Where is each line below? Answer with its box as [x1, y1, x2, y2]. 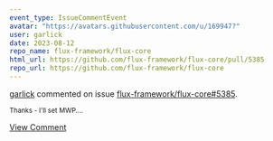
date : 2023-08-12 [9, 38, 75, 48]
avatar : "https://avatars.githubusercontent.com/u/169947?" [9, 22, 241, 31]
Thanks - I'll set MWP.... [9, 106, 84, 115]
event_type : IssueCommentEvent [9, 13, 127, 23]
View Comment [9, 121, 67, 132]
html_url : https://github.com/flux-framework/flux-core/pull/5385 [9, 55, 265, 64]
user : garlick [9, 30, 63, 39]
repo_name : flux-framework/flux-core [9, 47, 152, 56]
